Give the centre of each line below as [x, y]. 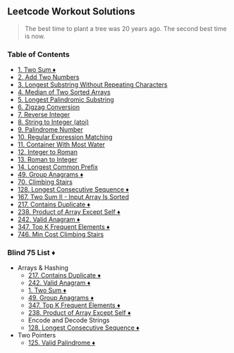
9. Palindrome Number [50, 130]
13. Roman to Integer [47, 160]
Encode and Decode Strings [69, 321]
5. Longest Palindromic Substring [66, 100]
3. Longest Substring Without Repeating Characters [92, 85]
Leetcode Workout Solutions [71, 12]
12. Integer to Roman [47, 152]
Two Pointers [37, 335]
